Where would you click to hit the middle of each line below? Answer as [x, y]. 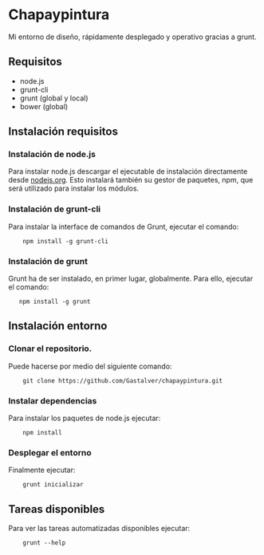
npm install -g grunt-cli [66, 241]
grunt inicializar [53, 485]
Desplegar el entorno [50, 452]
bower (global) [44, 106]
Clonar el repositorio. [50, 348]
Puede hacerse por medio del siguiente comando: [90, 366]
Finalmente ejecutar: [42, 470]
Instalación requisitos [63, 132]
